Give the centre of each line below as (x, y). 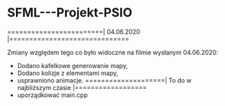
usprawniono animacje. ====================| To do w (104, 80)
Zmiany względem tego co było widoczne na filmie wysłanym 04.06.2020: (113, 52)
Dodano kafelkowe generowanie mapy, (72, 65)
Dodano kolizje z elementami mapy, (68, 73)
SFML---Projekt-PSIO (70, 13)
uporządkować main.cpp (52, 95)
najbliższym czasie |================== (82, 87)
